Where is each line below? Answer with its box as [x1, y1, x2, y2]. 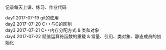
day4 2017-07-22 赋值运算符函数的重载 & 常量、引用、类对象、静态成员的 [5, 34, 157, 39]
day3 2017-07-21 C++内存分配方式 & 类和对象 [5, 27, 99, 33]
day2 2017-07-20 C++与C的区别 [5, 21, 72, 27]
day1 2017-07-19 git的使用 [5, 15, 59, 21]
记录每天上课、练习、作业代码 [5, 4, 66, 10]
